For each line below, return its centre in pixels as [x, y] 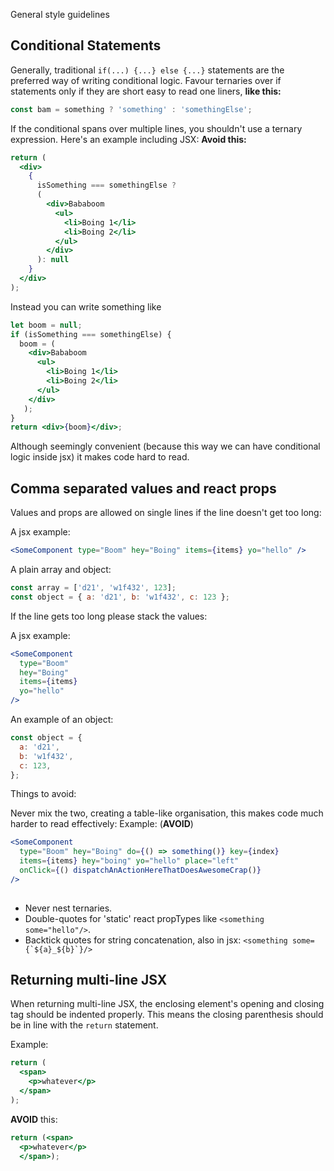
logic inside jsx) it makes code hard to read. [100, 457]
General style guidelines [60, 14]
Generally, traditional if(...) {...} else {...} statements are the [147, 70]
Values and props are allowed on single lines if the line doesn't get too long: [166, 513]
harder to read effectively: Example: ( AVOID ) [102, 824]
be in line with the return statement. [84, 1025]
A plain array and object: [61, 569]
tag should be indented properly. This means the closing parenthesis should [167, 1015]
